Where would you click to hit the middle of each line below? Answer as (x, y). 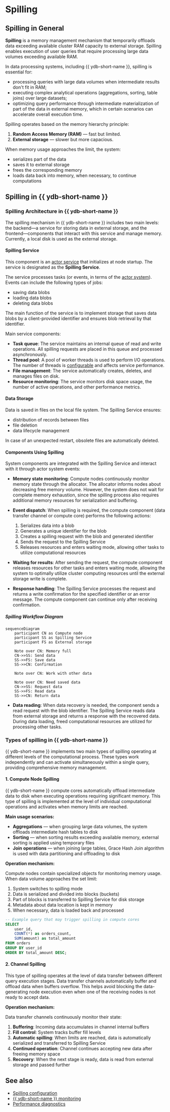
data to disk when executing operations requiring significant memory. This (83, 796)
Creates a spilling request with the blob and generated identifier (87, 537)
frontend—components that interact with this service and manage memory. (84, 233)
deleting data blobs (33, 303)
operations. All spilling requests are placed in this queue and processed (87, 349)
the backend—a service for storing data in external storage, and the (76, 228)
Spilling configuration (35, 1093)
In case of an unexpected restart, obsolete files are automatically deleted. (82, 441)
